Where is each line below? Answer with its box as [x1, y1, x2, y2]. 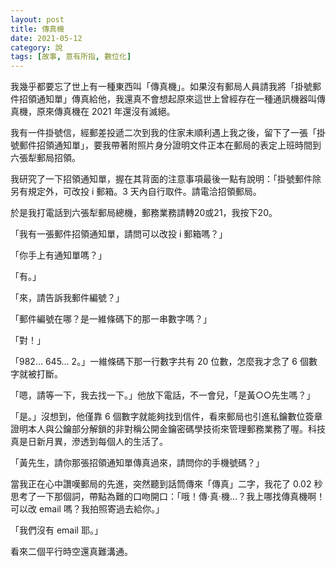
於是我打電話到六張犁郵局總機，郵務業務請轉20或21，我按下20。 [10, 207, 278, 219]
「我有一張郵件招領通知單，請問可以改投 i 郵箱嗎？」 [10, 228, 228, 240]
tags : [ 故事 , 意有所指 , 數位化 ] [10, 52, 132, 62]
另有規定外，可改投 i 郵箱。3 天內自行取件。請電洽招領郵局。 [10, 186, 262, 198]
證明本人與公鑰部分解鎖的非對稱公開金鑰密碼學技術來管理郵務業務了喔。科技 [10, 423, 326, 435]
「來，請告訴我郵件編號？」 [10, 292, 125, 304]
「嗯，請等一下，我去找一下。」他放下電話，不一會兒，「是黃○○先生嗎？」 [10, 389, 316, 401]
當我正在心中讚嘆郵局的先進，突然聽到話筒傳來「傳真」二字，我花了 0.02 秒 [10, 478, 323, 490]
